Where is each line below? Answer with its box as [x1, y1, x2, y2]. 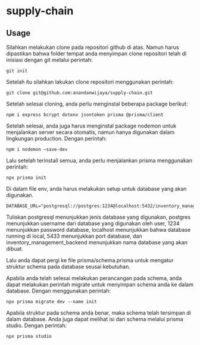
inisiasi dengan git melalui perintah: [6, 57, 93, 63]
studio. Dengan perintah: [6, 322, 67, 329]
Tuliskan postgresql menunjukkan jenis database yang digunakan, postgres [6, 213, 191, 220]
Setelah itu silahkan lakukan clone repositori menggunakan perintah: [6, 79, 174, 85]
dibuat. [6, 245, 24, 252]
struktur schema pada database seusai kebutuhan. [6, 263, 131, 270]
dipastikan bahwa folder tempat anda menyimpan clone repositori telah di [6, 50, 187, 57]
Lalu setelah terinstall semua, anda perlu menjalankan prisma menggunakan [6, 157, 192, 164]
